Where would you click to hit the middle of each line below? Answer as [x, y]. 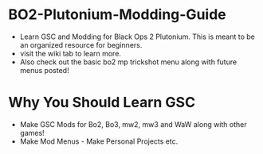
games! [32, 133]
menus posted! [44, 70]
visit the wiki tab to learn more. [71, 53]
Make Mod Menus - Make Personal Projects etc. [99, 141]
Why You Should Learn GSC [102, 103]
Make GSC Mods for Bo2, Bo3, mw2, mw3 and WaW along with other [133, 124]
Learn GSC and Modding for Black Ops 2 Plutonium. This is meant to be [137, 37]
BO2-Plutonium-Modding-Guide [117, 15]
